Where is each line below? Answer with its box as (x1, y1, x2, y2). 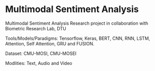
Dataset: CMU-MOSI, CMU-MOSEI (5, 50, 77, 56)
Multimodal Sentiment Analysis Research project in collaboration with (5, 20, 148, 26)
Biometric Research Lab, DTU (5, 25, 66, 31)
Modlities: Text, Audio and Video (5, 60, 73, 66)
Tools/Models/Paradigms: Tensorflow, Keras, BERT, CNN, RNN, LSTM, (5, 35, 150, 41)
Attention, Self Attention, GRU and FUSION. (5, 40, 94, 46)
